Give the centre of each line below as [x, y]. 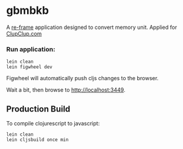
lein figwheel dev [29, 67]
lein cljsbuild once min [37, 140]
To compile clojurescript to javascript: [53, 124]
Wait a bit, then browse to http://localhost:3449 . [66, 90]
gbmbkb [28, 11]
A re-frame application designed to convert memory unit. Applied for [91, 27]
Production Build [38, 109]
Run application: [31, 49]
